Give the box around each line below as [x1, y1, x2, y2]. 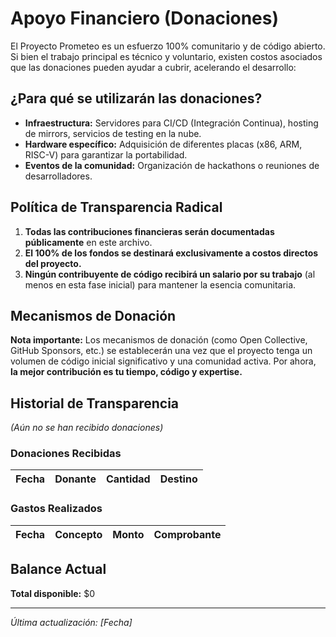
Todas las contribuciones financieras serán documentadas [24, 225, 275, 237]
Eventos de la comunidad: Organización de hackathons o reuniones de [24, 159, 320, 171]
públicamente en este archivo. [24, 236, 153, 248]
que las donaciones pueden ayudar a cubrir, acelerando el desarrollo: [10, 61, 297, 73]
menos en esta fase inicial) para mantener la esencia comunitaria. [24, 278, 297, 291]
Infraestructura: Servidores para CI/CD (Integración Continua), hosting [24, 117, 319, 129]
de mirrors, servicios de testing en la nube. [24, 127, 202, 139]
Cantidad [105, 472, 151, 486]
